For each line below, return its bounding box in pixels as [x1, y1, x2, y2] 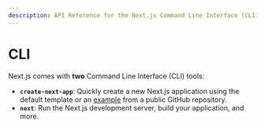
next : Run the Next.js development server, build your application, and [19, 103, 244, 112]
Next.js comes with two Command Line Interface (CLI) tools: [8, 71, 205, 81]
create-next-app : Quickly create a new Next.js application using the [19, 86, 240, 96]
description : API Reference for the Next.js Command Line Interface [8, 11, 238, 20]
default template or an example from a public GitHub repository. [19, 95, 227, 104]
